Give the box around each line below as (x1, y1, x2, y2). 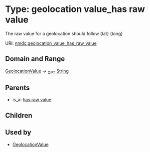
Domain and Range (5, 55, 65, 63)
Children (5, 111, 32, 120)
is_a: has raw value (12, 97, 52, 103)
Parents (5, 83, 30, 92)
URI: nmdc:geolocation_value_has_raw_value (5, 40, 97, 46)
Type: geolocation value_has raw (5, 3, 146, 15)
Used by (5, 128, 31, 137)
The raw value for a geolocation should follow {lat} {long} (5, 30, 123, 36)
